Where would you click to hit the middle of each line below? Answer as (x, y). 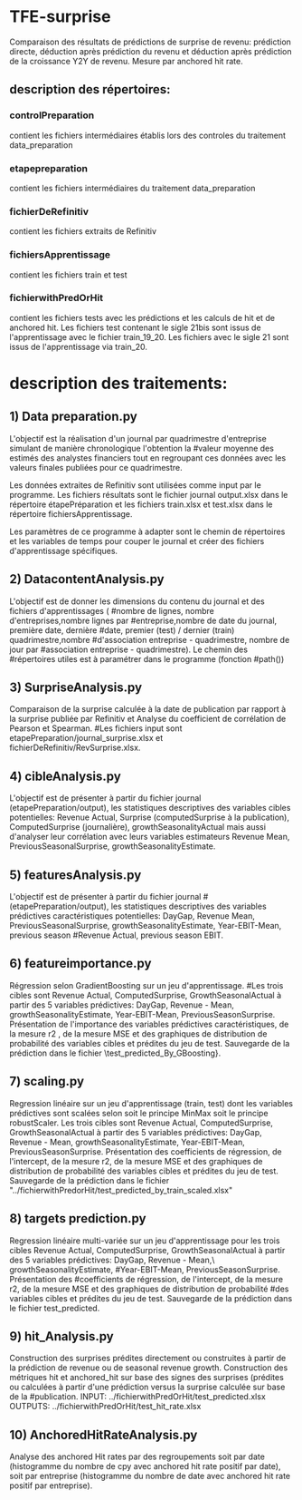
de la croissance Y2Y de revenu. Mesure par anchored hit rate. (126, 61)
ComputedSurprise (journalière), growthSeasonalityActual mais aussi (138, 827)
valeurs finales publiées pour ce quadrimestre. (96, 467)
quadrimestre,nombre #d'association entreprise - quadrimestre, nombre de (150, 639)
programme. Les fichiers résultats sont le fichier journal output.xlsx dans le (149, 494)
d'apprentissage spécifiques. (64, 550)
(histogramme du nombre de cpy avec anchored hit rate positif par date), (145, 1466)
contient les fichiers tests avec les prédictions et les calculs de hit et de (142, 317)
